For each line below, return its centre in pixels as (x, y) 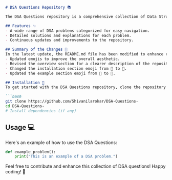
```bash (14, 97)
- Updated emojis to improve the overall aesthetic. (63, 59)
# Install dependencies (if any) (41, 111)
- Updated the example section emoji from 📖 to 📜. (60, 73)
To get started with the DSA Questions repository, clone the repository (86, 87)
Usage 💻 (20, 127)
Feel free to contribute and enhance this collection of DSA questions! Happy (85, 166)
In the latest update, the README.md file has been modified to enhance (84, 54)
